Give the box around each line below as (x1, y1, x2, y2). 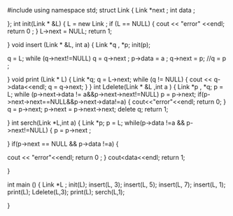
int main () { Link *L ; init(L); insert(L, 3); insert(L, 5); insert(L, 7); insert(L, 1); (7, 180, 226, 189)
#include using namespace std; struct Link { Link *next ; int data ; (7, 6, 196, 14)
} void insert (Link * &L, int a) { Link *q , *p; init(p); (7, 41, 151, 48)
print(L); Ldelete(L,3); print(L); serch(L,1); (7, 188, 125, 196)
